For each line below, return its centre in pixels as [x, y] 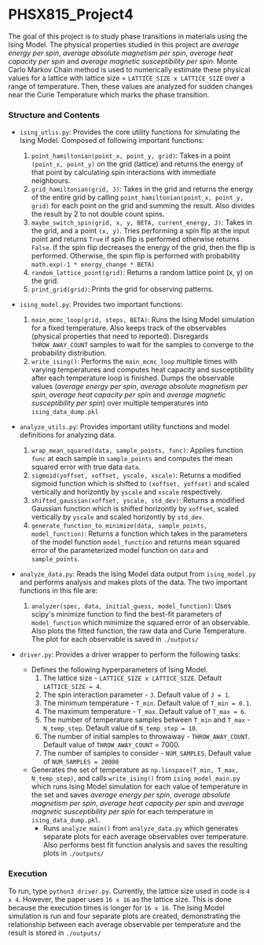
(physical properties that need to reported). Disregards [120, 336]
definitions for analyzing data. [68, 435]
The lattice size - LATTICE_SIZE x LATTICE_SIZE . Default [132, 678]
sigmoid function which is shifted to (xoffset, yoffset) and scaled [140, 484]
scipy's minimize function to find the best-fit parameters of [126, 614]
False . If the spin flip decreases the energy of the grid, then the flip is [143, 247]
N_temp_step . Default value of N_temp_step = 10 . [120, 728]
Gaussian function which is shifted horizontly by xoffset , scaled [135, 509]
